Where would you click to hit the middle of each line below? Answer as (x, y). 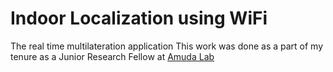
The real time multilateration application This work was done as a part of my (167, 46)
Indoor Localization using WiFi (139, 18)
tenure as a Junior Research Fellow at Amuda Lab (112, 56)
